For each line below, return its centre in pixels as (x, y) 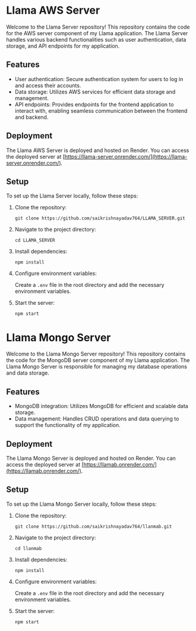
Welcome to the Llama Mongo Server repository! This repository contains (96, 354)
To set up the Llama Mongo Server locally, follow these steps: (81, 504)
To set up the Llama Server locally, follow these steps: (72, 196)
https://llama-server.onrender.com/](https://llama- (126, 156)
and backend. (31, 117)
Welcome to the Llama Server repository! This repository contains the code (98, 27)
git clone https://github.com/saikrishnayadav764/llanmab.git (93, 526)
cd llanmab (28, 548)
